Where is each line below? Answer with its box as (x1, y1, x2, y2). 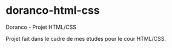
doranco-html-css (5, 4, 101, 17)
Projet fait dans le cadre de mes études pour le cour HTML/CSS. (5, 35, 167, 42)
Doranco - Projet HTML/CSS (5, 23, 77, 31)
